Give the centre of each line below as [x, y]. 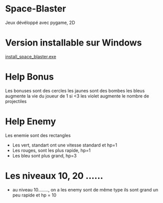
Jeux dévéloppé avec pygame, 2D [40, 22]
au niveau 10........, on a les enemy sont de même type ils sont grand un [85, 189]
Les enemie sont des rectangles [38, 135]
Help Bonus [29, 77]
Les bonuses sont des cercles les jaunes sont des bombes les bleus [75, 90]
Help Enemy [31, 121]
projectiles [16, 101]
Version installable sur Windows [74, 43]
